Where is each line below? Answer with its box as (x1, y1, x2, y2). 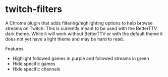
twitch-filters (5, 3, 62, 15)
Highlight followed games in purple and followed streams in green (12, 55, 149, 61)
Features (5, 45, 24, 51)
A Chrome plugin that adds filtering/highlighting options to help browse (5, 20, 153, 26)
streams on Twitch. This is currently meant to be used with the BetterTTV (5, 25, 157, 31)
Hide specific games (12, 60, 55, 66)
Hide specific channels (12, 66, 61, 72)
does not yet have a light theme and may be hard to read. (5, 36, 125, 42)
